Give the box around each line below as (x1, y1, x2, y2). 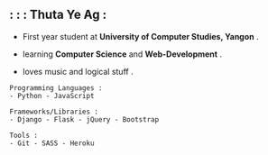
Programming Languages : (9, 83, 103, 93)
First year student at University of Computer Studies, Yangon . (22, 31, 259, 41)
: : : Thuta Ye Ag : (9, 7, 107, 23)
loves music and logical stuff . (22, 66, 134, 77)
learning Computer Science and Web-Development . (22, 49, 223, 59)
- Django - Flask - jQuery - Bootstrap (9, 114, 160, 124)
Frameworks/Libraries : (9, 107, 99, 116)
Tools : (9, 131, 39, 140)
